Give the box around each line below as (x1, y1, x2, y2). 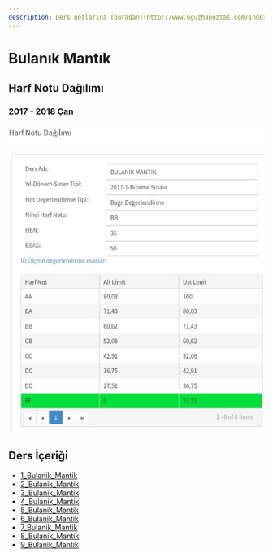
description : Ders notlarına (8, 13, 107, 21)
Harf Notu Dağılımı (8, 81, 104, 95)
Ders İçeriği (8, 449, 69, 463)
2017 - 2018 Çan (8, 106, 74, 117)
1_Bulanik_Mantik (19, 470, 78, 480)
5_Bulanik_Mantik (19, 505, 80, 515)
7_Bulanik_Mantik (19, 522, 78, 532)
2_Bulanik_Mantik (19, 479, 80, 489)
